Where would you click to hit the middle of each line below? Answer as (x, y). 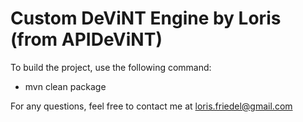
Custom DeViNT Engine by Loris (146, 18)
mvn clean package (65, 86)
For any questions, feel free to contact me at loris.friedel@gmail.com (151, 106)
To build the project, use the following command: (111, 67)
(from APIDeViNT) (86, 39)
